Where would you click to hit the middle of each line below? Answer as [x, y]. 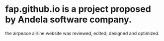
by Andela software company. [68, 20]
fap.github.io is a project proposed [78, 9]
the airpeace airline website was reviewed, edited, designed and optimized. [82, 33]
